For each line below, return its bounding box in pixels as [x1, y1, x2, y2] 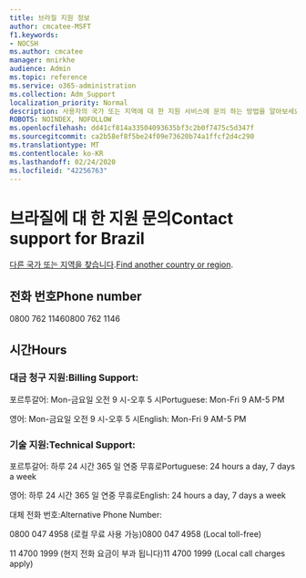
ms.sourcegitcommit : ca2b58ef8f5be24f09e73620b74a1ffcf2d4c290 [9, 132, 255, 141]
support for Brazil [9, 228, 146, 249]
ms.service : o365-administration [9, 81, 137, 90]
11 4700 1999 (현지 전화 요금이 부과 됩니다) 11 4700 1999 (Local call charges [9, 548, 285, 559]
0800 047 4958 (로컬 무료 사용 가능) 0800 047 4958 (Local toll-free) [9, 529, 262, 540]
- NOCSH [9, 38, 39, 48]
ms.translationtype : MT [9, 140, 100, 150]
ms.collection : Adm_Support [9, 89, 117, 98]
